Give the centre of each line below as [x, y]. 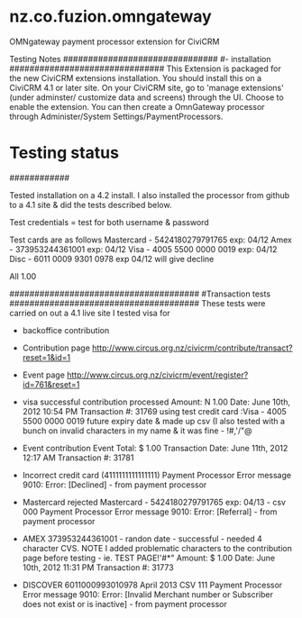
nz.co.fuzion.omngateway [110, 17]
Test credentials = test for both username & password [109, 222]
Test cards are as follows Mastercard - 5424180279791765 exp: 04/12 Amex [151, 240]
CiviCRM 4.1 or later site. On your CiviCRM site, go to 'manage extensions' [146, 87]
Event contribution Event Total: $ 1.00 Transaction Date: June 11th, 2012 [155, 448]
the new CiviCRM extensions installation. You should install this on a [136, 77]
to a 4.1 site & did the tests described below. [91, 204]
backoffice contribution [66, 330]
